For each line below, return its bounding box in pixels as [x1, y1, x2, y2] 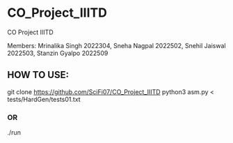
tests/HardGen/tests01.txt [7, 95, 81, 103]
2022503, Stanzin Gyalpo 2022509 [7, 49, 109, 57]
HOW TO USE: [7, 69, 70, 81]
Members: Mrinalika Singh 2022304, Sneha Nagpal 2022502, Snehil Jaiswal [7, 41, 226, 50]
